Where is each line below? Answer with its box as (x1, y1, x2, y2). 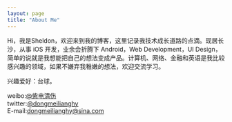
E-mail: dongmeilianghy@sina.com (7, 106, 105, 114)
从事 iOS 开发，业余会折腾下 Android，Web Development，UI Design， (19, 45, 222, 53)
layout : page (7, 10, 45, 17)
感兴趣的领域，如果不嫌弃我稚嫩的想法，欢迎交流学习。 (7, 62, 164, 70)
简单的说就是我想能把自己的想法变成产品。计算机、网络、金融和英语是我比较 (7, 53, 225, 62)
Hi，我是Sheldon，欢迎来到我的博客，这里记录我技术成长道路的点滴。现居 (7, 36, 218, 45)
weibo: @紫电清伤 (7, 91, 57, 100)
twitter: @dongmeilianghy (7, 99, 79, 108)
